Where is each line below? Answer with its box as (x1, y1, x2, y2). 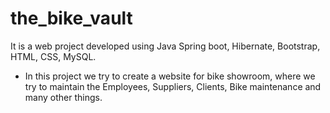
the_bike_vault (10, 7, 133, 30)
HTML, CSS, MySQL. (10, 50, 97, 62)
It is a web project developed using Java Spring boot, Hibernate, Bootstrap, (10, 40, 321, 52)
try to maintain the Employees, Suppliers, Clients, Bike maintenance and (24, 80, 322, 92)
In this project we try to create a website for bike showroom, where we (24, 70, 316, 82)
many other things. (24, 91, 103, 103)
